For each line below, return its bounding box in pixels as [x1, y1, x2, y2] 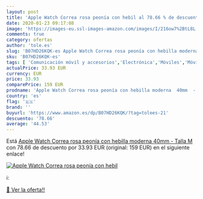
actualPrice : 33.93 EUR [6, 65, 66, 71]
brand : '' [6, 104, 31, 110]
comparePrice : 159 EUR [6, 82, 63, 88]
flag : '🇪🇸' [6, 98, 36, 104]
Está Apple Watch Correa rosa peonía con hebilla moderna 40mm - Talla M [6, 137, 193, 145]
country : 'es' [6, 93, 42, 99]
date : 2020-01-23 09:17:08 [6, 20, 74, 26]
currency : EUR [6, 71, 42, 77]
